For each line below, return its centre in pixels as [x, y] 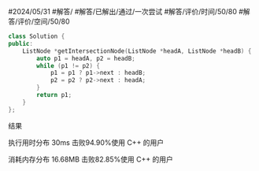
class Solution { [37, 36]
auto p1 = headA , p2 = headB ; [86, 58]
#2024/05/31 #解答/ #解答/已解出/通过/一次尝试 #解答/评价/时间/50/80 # [126, 11]
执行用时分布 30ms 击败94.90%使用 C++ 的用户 [86, 142]
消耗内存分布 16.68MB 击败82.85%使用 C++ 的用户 [91, 159]
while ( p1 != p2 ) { [68, 65]
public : [21, 43]
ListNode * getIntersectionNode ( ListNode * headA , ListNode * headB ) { [137, 51]
